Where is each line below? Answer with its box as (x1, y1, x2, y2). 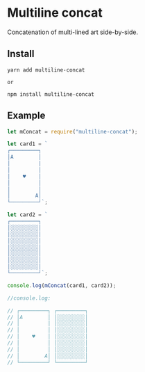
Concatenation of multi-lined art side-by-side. (7, 28, 139, 36)
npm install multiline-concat (7, 90, 95, 98)
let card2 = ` (7, 211, 49, 218)
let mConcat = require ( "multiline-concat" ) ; (7, 128, 138, 135)
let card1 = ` (7, 140, 49, 147)
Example (7, 110, 46, 122)
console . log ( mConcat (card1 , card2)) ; (7, 282, 117, 289)
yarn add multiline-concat (7, 66, 85, 74)
